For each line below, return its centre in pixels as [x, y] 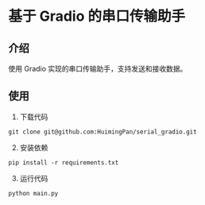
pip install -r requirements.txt [64, 162]
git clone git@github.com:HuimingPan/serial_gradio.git [102, 132]
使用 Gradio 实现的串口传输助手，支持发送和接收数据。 [98, 69]
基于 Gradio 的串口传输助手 [97, 16]
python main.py [33, 193]
